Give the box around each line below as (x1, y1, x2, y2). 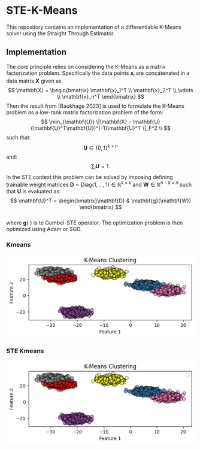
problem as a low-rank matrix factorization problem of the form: (6, 108, 163, 116)
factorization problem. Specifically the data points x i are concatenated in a (6, 69, 190, 78)
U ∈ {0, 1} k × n (83, 143, 118, 151)
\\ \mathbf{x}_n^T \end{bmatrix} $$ (56, 93, 145, 100)
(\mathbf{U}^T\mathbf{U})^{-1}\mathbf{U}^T (31, 124, 141, 132)
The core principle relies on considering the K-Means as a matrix (6, 63, 166, 70)
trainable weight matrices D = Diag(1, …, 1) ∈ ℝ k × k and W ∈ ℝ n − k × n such (6, 180, 192, 188)
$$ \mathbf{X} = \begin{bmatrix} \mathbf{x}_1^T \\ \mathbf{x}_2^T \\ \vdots (8, 86, 193, 93)
